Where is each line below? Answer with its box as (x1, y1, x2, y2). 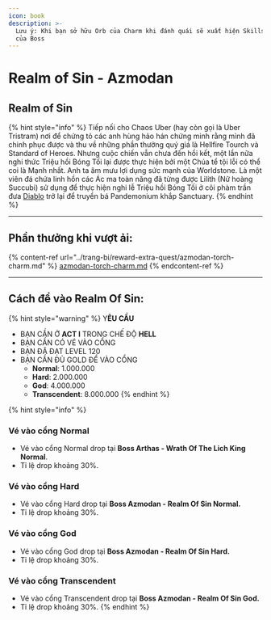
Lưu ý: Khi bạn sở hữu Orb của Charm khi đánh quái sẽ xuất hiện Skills (15, 27, 265, 35)
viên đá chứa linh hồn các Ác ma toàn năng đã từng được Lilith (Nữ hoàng (8, 175, 253, 184)
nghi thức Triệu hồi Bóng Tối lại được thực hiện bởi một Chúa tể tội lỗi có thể (8, 157, 261, 167)
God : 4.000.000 (31, 381, 86, 390)
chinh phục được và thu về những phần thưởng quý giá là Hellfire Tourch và (8, 140, 259, 150)
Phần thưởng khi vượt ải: (8, 231, 133, 245)
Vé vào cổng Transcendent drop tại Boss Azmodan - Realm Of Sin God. (19, 593, 260, 603)
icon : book (8, 11, 45, 20)
